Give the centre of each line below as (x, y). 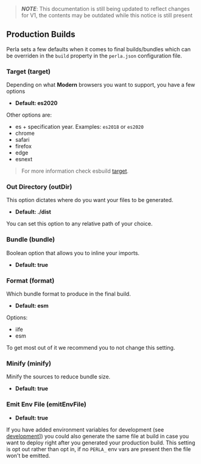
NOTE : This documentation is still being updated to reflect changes (105, 9)
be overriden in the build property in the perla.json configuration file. (94, 56)
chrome (25, 133)
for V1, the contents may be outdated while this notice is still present (107, 15)
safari (22, 140)
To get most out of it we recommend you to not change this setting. (91, 348)
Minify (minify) (29, 363)
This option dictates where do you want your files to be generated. (90, 200)
